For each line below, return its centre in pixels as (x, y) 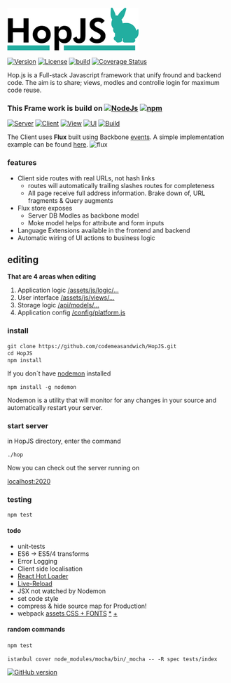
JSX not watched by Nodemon (62, 591)
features (22, 163)
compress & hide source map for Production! (82, 606)
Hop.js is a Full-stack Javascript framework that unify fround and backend (114, 75)
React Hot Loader (43, 576)
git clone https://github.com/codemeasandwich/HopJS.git (92, 346)
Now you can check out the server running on (73, 468)
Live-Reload (35, 583)
